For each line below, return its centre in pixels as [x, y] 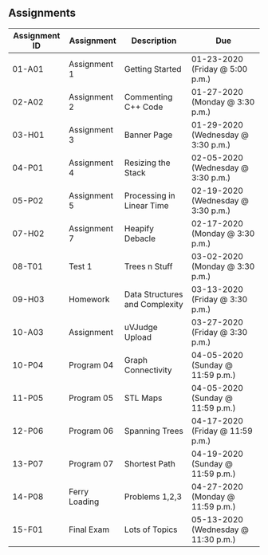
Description [154, 41]
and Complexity [154, 304]
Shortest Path [150, 463]
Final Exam [89, 529]
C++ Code [144, 107]
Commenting [148, 96]
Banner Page [148, 135]
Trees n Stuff [148, 266]
